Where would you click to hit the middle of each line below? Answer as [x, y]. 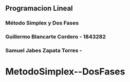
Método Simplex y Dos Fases [42, 23]
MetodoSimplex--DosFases [65, 72]
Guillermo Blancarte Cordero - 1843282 [56, 37]
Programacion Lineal [39, 8]
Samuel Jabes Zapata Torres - [44, 51]
